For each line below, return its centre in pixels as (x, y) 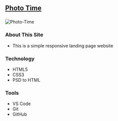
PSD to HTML (26, 80)
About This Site (24, 35)
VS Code (21, 104)
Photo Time (23, 8)
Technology (20, 58)
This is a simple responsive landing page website (63, 46)
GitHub (20, 115)
